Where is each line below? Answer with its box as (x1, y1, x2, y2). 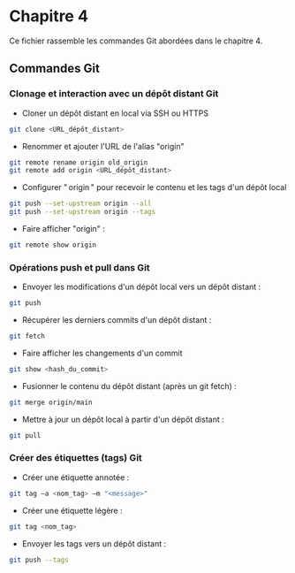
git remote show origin (9, 241, 97, 249)
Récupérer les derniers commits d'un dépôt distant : (21, 315, 212, 325)
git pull (9, 431, 42, 439)
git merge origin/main (9, 398, 93, 407)
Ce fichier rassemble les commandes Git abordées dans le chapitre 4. (9, 35, 263, 46)
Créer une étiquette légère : (21, 505, 123, 516)
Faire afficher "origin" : (21, 224, 106, 233)
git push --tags (9, 555, 69, 564)
